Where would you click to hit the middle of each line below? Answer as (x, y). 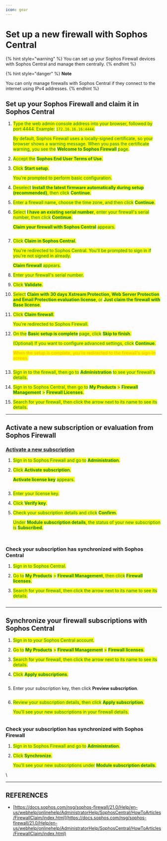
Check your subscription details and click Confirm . (65, 513)
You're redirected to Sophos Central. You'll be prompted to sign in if (82, 251)
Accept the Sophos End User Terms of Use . (58, 159)
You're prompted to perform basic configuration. (62, 178)
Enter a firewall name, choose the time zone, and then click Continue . (84, 203)
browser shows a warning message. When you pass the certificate (81, 144)
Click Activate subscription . (42, 470)
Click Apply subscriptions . (41, 674)
